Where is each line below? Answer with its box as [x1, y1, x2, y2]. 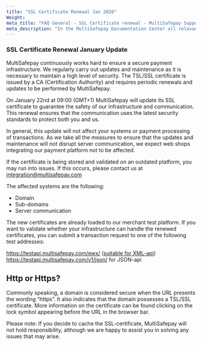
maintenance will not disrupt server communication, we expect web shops [6, 140, 191, 147]
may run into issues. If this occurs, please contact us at [6, 164, 143, 171]
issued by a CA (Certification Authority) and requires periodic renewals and [6, 78, 192, 85]
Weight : [6, 14, 26, 20]
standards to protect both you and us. [6, 116, 100, 123]
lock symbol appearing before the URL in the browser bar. [6, 308, 150, 316]
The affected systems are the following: [6, 182, 105, 190]
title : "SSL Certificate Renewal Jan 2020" [6, 8, 117, 15]
